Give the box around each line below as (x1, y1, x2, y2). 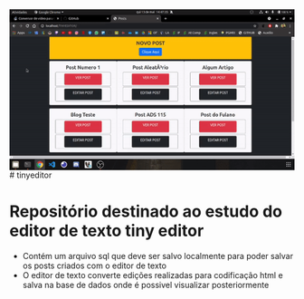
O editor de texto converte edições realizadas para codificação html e (22, 269, 283, 280)
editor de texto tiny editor (9, 221, 204, 241)
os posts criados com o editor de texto (22, 260, 167, 271)
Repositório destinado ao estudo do (9, 201, 283, 222)
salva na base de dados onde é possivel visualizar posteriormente (22, 279, 270, 290)
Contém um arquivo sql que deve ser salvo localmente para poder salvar (22, 250, 294, 261)
